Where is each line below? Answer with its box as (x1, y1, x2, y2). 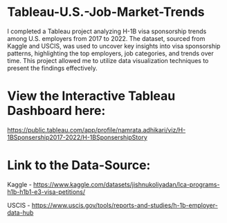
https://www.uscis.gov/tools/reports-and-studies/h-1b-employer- (31, 201, 218, 209)
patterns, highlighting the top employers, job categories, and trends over (7, 49, 214, 57)
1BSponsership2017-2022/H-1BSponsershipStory (7, 133, 147, 141)
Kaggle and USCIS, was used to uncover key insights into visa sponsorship (7, 42, 221, 50)
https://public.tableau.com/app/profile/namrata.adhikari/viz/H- (7, 125, 186, 134)
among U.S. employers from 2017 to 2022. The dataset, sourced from (7, 34, 206, 42)
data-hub (7, 208, 34, 217)
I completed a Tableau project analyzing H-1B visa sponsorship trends (7, 27, 207, 35)
